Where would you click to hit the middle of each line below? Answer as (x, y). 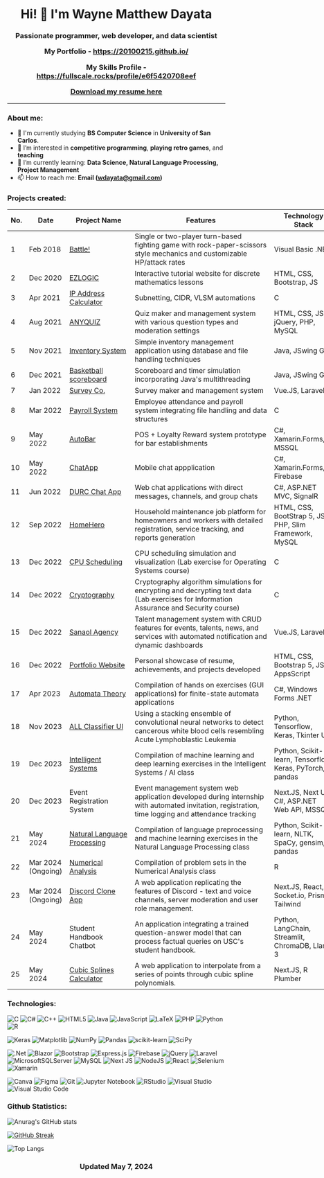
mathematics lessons (169, 282)
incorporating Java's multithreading (192, 379)
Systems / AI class (164, 773)
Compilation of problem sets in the (191, 863)
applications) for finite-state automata (197, 694)
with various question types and (187, 322)
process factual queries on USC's (189, 942)
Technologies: (32, 1004)
